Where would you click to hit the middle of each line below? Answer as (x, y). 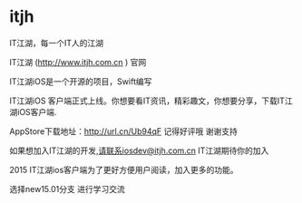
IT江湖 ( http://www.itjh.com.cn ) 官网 (78, 62)
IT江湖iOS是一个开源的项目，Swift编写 (81, 81)
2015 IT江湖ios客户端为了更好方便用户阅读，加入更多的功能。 (124, 169)
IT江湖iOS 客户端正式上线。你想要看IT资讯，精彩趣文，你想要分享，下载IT (147, 101)
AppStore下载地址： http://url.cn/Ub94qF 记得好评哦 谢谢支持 (123, 131)
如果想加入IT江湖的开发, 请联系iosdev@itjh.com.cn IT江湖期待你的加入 (139, 150)
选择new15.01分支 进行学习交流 (67, 188)
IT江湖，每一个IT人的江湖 (57, 43)
